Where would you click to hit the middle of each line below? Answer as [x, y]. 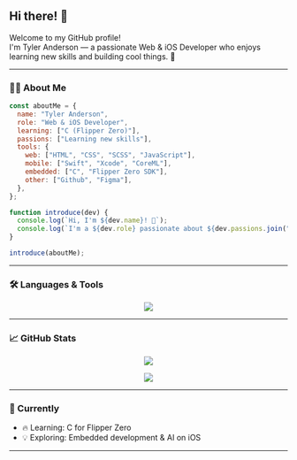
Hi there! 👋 [39, 16]
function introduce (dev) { [59, 212]
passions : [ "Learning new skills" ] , [84, 139]
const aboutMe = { [43, 106]
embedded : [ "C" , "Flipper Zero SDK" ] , [96, 172]
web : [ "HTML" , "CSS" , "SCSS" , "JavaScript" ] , [110, 156]
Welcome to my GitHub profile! [65, 37]
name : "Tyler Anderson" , [63, 114]
